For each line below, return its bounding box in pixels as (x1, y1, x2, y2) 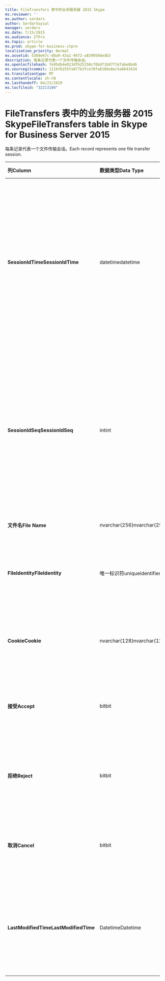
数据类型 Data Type (99, 167, 144, 174)
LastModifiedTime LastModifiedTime (7, 924, 95, 931)
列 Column (7, 167, 31, 174)
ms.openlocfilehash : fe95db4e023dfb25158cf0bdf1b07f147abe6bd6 (5, 62, 137, 67)
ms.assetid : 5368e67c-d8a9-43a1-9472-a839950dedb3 (5, 53, 111, 58)
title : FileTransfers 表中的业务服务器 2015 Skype (5, 7, 105, 12)
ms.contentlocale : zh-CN (5, 76, 56, 81)
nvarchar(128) (99, 637, 134, 644)
